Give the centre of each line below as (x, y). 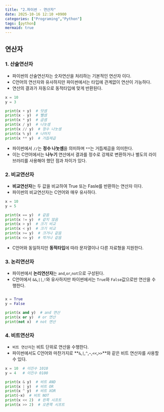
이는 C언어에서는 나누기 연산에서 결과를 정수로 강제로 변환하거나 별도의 (80, 154)
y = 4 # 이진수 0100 (27, 373)
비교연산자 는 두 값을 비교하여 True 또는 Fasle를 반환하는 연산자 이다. (77, 186)
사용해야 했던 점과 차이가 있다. (58, 161)
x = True (14, 299)
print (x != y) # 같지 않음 (32, 220)
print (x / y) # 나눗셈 (28, 125)
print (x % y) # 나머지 (28, 134)
